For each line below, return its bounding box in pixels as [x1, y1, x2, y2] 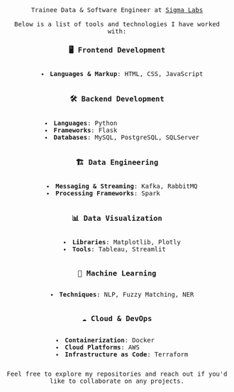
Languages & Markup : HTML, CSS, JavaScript [50, 70, 204, 78]
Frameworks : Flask [53, 126, 118, 134]
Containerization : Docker [65, 336, 155, 344]
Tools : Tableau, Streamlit [72, 245, 166, 254]
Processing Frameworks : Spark [55, 189, 161, 197]
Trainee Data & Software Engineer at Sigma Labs [30, 6, 204, 13]
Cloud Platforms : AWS [65, 343, 140, 351]
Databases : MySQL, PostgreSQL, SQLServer [53, 133, 200, 141]
